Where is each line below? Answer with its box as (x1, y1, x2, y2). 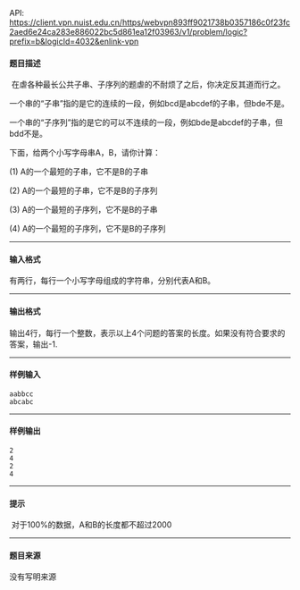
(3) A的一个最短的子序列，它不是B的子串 (9, 205, 158, 215)
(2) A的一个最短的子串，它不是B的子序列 (9, 185, 158, 196)
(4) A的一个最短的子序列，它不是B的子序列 (9, 223, 167, 234)
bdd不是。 (9, 129, 47, 139)
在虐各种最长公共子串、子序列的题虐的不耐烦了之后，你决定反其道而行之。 (11, 80, 286, 90)
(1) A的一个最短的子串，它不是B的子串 (9, 166, 149, 177)
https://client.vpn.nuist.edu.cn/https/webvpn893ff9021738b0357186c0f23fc (9, 17, 291, 28)
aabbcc (9, 389, 34, 399)
